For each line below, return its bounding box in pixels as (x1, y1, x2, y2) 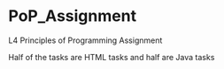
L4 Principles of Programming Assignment (8, 35, 163, 45)
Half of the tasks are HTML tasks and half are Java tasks (8, 52, 215, 62)
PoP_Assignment (8, 6, 137, 26)
